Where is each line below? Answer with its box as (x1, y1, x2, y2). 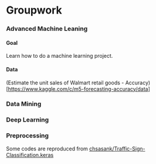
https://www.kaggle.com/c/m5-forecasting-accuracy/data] (8, 85, 151, 92)
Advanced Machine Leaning (6, 25, 88, 33)
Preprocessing (6, 132, 49, 140)
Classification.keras (6, 151, 54, 158)
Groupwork (6, 4, 63, 17)
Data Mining (6, 100, 42, 108)
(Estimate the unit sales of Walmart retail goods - (6, 79, 124, 86)
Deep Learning (6, 116, 49, 124)
